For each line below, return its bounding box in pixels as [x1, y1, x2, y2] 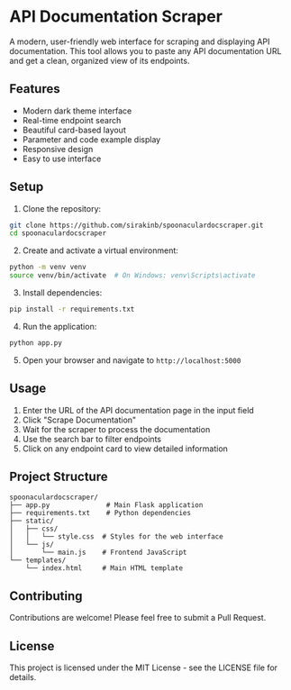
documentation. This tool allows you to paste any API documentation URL [9, 45, 282, 56]
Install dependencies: [22, 287, 103, 298]
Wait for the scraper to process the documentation [22, 423, 211, 434]
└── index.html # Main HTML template [25, 564, 183, 573]
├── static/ [9, 516, 54, 526]
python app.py [9, 338, 63, 348]
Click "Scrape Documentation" [22, 414, 137, 425]
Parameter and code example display [22, 133, 161, 145]
